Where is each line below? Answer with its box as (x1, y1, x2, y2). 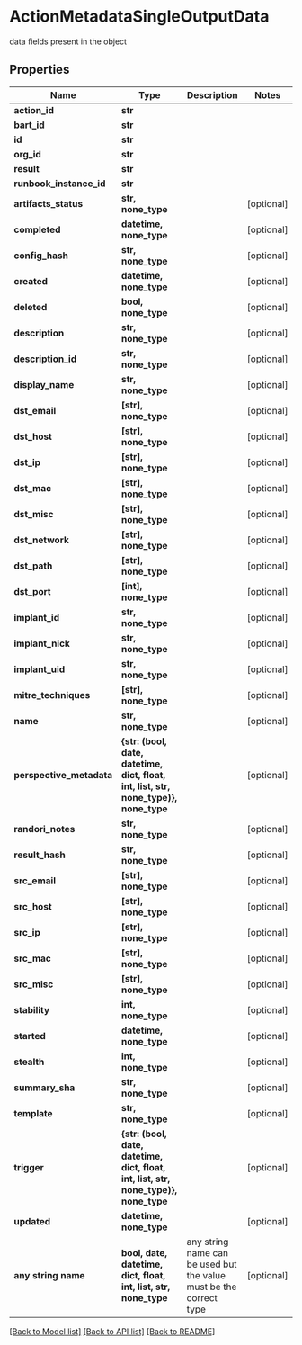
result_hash (13, 848, 66, 861)
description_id (13, 353, 77, 365)
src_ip (13, 926, 40, 938)
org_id (13, 148, 42, 160)
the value (186, 1269, 226, 1281)
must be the (186, 1280, 237, 1293)
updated (13, 1215, 51, 1227)
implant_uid (13, 663, 66, 676)
